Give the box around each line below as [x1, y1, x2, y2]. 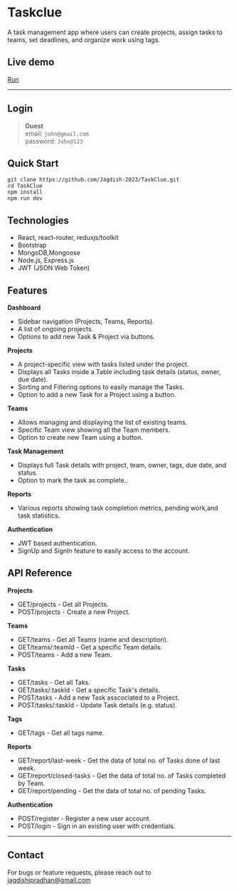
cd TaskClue [7, 183, 43, 190]
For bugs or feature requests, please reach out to [7, 868, 152, 877]
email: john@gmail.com [24, 129, 90, 138]
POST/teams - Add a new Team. [17, 650, 112, 659]
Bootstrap [17, 241, 47, 250]
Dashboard [7, 303, 41, 311]
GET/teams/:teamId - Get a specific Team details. [17, 643, 162, 651]
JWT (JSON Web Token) [17, 263, 90, 272]
